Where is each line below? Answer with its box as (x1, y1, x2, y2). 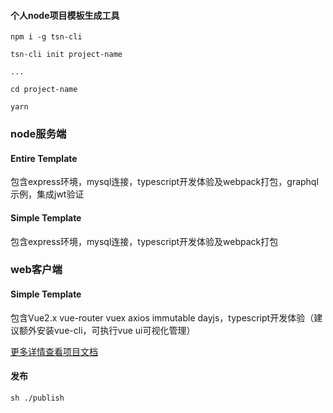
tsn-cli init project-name (10, 50, 123, 60)
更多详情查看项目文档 (10, 345, 98, 357)
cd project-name (10, 85, 78, 95)
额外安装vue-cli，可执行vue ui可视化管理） (18, 324, 196, 336)
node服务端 (10, 127, 67, 141)
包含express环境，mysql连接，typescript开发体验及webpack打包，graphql (10, 176, 319, 188)
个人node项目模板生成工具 (10, 9, 120, 21)
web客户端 (10, 263, 63, 277)
